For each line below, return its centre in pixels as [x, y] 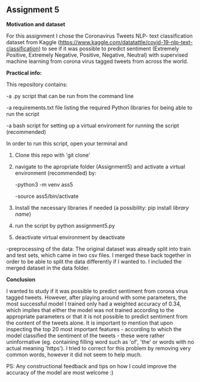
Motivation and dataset [36, 24]
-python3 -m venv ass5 [44, 184]
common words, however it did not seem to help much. [74, 355]
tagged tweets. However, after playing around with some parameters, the [96, 297]
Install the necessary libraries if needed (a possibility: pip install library [102, 207]
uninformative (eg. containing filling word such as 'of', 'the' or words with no [100, 342]
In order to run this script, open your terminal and [67, 143]
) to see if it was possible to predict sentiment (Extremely [109, 48]
